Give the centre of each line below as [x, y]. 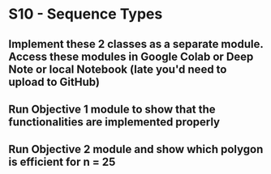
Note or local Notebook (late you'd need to [118, 69]
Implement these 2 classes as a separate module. [136, 44]
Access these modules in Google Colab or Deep [131, 56]
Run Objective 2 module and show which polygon [136, 149]
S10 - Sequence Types [86, 14]
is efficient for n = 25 [62, 162]
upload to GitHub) [54, 82]
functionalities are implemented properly [114, 122]
